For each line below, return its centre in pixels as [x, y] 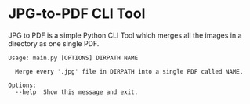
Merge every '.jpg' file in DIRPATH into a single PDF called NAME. [129, 71]
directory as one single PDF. [54, 43]
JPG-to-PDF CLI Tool [77, 14]
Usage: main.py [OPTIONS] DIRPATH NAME [73, 58]
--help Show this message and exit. [77, 92]
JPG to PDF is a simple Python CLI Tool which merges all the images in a [125, 35]
